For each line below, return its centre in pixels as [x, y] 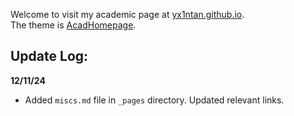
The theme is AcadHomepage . [73, 25]
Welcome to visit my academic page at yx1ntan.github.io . [127, 14]
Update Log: [49, 56]
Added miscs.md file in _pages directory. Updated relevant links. [154, 100]
